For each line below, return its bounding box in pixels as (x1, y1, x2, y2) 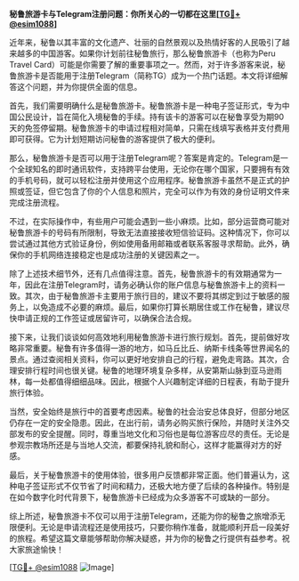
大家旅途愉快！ (9, 545, 64, 554)
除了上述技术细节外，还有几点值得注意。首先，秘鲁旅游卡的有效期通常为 (9, 269, 274, 278)
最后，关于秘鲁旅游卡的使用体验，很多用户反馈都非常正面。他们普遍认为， (9, 470, 282, 480)
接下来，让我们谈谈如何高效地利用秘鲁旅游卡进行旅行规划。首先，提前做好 (9, 332, 282, 342)
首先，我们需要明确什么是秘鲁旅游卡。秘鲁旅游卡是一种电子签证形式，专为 (9, 101, 282, 110)
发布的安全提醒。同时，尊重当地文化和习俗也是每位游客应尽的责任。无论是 (16, 429, 290, 439)
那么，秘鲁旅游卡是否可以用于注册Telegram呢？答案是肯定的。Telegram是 (9, 153, 281, 163)
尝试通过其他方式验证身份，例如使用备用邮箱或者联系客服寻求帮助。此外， (9, 238, 282, 248)
